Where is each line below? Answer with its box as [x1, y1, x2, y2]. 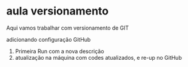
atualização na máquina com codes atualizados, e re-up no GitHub [15, 54, 182, 61]
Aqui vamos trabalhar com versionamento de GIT [6, 24, 129, 31]
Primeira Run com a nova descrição [15, 47, 104, 55]
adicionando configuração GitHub [6, 36, 91, 43]
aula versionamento [6, 4, 109, 18]
